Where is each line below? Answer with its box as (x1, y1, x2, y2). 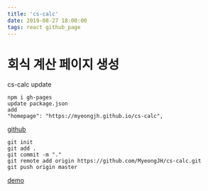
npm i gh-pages (7, 94, 53, 102)
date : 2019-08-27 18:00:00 (7, 17, 87, 24)
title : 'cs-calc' (7, 10, 59, 18)
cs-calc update (7, 80, 52, 89)
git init (7, 139, 33, 146)
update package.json (7, 100, 69, 107)
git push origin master (7, 164, 78, 171)
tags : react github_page (7, 23, 81, 31)
